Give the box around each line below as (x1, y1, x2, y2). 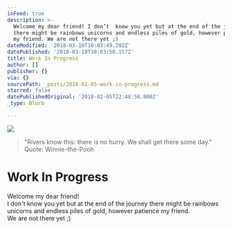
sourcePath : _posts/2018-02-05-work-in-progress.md (7, 81, 159, 88)
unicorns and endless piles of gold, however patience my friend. (7, 206, 191, 215)
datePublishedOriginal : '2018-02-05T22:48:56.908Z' (7, 94, 159, 101)
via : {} (7, 74, 30, 81)
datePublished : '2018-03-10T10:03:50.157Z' (7, 49, 135, 56)
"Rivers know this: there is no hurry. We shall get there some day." (23, 137, 213, 146)
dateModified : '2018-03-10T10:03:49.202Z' (7, 42, 131, 49)
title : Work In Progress (7, 55, 79, 62)
